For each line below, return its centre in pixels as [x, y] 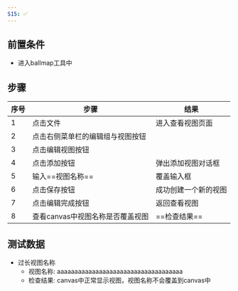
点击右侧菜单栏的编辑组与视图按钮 [90, 137]
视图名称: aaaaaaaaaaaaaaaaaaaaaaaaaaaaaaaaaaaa [106, 272]
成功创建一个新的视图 [191, 190]
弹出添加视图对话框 [188, 163]
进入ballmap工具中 [45, 63]
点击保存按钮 [54, 190]
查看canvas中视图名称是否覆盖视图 [91, 216]
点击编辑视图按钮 [61, 150]
